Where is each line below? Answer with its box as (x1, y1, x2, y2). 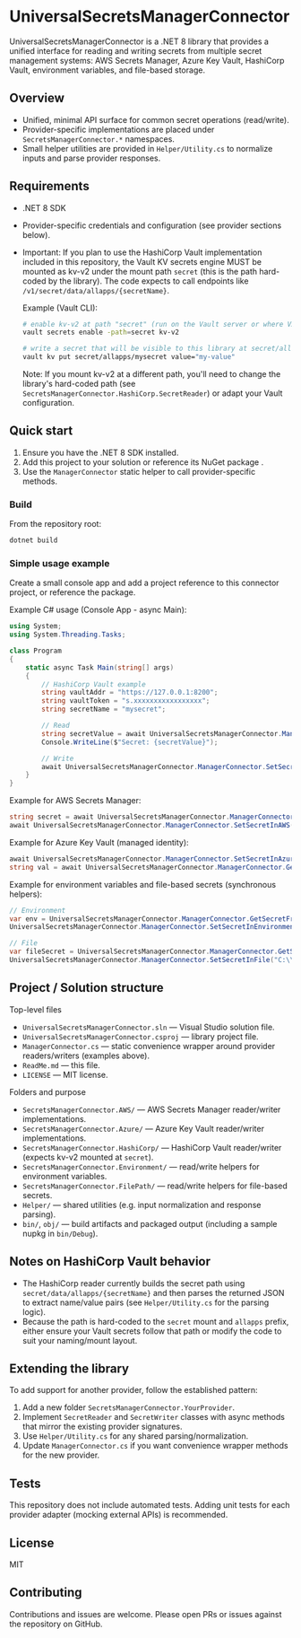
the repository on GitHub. (9, 1618, 103, 1629)
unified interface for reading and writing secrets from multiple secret (9, 45, 262, 56)
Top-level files (9, 1003, 63, 1015)
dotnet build (9, 536, 58, 545)
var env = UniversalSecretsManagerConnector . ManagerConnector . (9, 914, 251, 924)
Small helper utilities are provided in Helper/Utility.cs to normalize (21, 143, 273, 153)
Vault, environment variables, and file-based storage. (9, 65, 206, 75)
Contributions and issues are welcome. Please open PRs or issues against (9, 1608, 282, 1619)
